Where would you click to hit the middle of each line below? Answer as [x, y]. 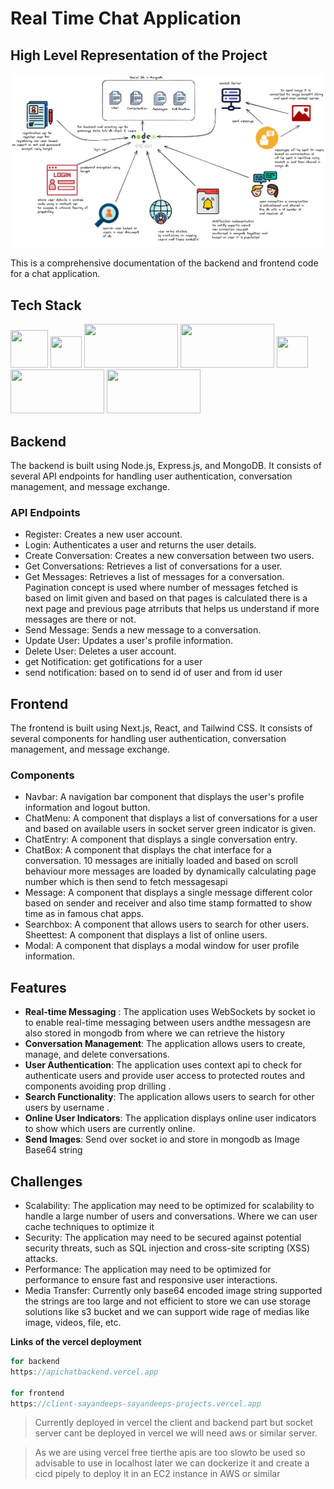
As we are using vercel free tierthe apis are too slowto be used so [170, 1453]
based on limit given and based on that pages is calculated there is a [166, 598]
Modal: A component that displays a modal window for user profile [162, 946]
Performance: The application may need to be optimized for [148, 1269]
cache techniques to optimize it [89, 1227]
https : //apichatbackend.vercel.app [84, 1372]
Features [38, 987]
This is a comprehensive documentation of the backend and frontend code [164, 263]
